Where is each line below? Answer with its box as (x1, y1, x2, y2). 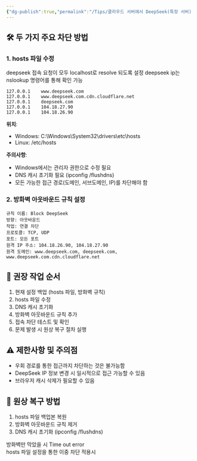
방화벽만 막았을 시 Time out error (6, 441, 85, 448)
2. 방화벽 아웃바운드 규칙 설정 (6, 196, 85, 204)
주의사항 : (6, 151, 27, 158)
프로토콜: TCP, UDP (6, 230, 50, 236)
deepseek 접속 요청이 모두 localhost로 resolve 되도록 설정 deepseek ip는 (6, 69, 180, 77)
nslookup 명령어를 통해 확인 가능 (6, 77, 83, 84)
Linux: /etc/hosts (14, 139, 57, 146)
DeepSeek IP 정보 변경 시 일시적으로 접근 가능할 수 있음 (14, 370, 145, 377)
